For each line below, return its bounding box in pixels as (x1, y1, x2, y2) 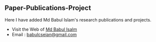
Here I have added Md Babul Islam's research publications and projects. (4, 17, 152, 22)
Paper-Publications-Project (4, 4, 91, 12)
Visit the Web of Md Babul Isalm (11, 26, 77, 32)
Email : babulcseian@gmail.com (11, 31, 77, 37)
